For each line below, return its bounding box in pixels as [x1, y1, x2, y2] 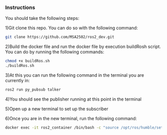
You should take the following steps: [5, 15, 80, 21]
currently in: [5, 77, 30, 83]
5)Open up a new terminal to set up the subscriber [5, 106, 108, 112]
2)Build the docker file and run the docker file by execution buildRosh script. [5, 44, 161, 50]
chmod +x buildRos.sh [5, 59, 50, 64]
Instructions [5, 4, 36, 11]
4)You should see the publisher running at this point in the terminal [5, 96, 142, 102]
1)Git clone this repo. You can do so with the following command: [5, 25, 138, 31]
